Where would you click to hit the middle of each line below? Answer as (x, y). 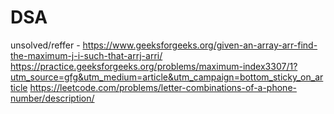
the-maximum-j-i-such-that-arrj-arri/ (86, 55)
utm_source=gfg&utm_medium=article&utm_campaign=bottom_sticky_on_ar (167, 77)
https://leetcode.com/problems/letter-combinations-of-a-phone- (163, 87)
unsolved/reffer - (45, 45)
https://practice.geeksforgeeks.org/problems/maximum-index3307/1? (154, 66)
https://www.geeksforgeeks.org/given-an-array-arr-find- (200, 45)
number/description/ (52, 98)
